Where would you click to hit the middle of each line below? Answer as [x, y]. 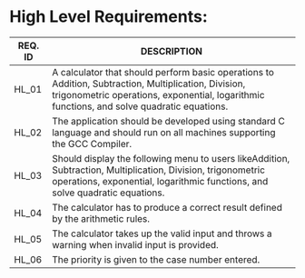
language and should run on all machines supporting [163, 132]
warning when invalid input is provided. [135, 244]
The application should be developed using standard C [168, 121]
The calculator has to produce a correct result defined [167, 207]
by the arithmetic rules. [101, 218]
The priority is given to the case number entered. [156, 259]
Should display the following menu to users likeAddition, [171, 158]
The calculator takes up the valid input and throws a [162, 233]
